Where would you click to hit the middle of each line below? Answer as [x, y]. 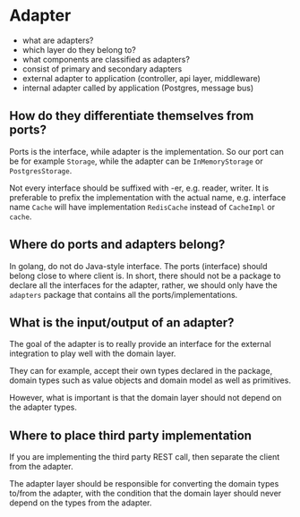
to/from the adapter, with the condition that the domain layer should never [146, 494]
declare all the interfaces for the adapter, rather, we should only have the [143, 285]
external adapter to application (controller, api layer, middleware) [141, 78]
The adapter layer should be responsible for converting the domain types [144, 484]
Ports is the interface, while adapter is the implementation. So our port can [146, 151]
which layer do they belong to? [79, 49]
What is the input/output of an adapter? [122, 322]
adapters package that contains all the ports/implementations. [124, 294]
